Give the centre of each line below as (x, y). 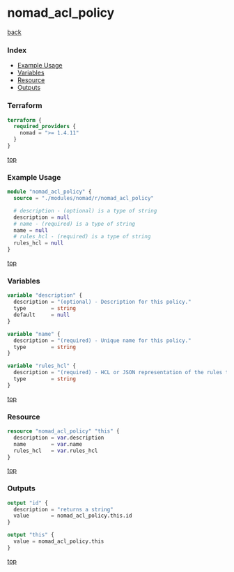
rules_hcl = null (39, 243)
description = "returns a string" (63, 509)
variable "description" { (45, 295)
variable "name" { (34, 334)
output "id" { (28, 503)
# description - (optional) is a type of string (85, 210)
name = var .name (48, 444)
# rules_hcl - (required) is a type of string (82, 237)
